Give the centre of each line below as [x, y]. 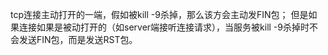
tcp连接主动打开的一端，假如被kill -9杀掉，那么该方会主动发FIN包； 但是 [159, 14]
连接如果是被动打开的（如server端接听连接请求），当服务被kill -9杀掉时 [164, 27]
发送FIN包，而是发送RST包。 [78, 39]
